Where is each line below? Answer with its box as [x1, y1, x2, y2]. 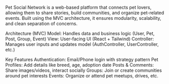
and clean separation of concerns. [5, 20, 78, 26]
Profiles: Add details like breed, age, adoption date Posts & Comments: [5, 62, 154, 68]
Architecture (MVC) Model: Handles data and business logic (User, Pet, [5, 31, 155, 36]
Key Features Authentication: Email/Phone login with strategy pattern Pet [5, 57, 158, 63]
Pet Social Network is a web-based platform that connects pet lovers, [5, 5, 152, 10]
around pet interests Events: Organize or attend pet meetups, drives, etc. [5, 73, 159, 78]
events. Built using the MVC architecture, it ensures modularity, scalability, [5, 15, 162, 21]
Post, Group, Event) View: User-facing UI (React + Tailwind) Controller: [5, 36, 154, 42]
